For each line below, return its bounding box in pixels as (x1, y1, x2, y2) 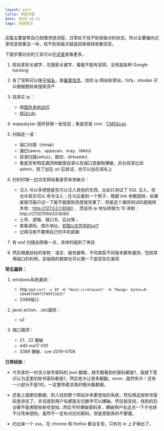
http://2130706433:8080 (19, 211, 69, 217)
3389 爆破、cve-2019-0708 (19, 349, 76, 355)
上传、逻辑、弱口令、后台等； (19, 216, 80, 223)
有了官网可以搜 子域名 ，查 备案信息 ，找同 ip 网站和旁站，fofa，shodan (12, 77, 153, 83)
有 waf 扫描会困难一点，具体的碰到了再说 (12, 239, 95, 245)
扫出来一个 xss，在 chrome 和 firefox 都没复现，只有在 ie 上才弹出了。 (12, 421, 154, 427)
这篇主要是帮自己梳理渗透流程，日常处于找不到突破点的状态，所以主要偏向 (5, 35, 155, 41)
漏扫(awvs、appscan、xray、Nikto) (19, 148, 91, 154)
